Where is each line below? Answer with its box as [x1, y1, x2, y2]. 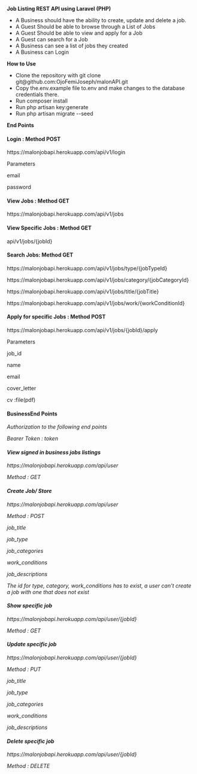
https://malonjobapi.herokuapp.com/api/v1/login [7, 149, 126, 156]
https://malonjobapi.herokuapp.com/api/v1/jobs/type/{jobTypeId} [7, 264, 168, 272]
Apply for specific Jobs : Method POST [7, 313, 106, 320]
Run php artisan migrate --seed [15, 110, 93, 117]
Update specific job [7, 641, 57, 648]
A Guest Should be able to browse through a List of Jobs [15, 23, 156, 30]
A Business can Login [15, 49, 69, 56]
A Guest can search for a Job [15, 36, 89, 43]
